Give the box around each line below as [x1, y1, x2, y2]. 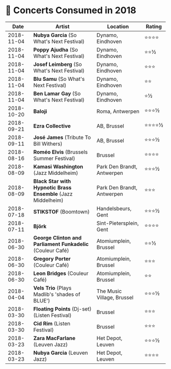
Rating [146, 23, 162, 30]
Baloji [33, 108, 47, 115]
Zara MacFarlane [33, 334, 75, 342]
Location [107, 23, 129, 30]
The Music [96, 287, 122, 294]
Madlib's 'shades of [33, 291, 80, 298]
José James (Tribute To [33, 134, 91, 141]
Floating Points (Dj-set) [33, 305, 92, 312]
